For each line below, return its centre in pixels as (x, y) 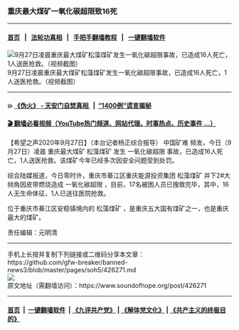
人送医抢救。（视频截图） (43, 81)
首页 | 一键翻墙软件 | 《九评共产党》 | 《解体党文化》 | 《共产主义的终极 (114, 310)
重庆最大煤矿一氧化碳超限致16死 (62, 11)
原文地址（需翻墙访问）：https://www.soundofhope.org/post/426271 (107, 286)
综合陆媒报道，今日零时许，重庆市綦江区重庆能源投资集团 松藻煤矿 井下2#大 (119, 175)
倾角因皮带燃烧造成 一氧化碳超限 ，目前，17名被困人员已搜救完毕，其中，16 (118, 185)
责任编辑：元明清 (32, 232)
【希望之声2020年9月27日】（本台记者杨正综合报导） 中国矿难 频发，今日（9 (119, 143)
